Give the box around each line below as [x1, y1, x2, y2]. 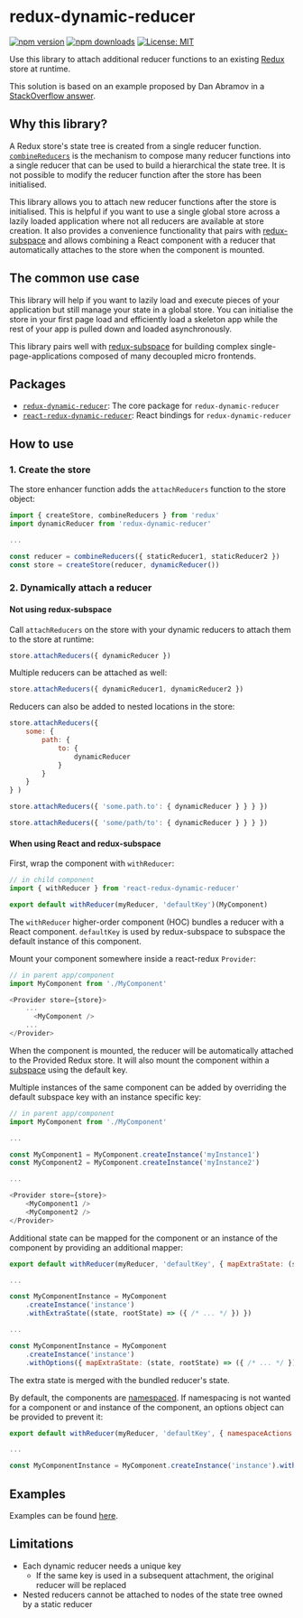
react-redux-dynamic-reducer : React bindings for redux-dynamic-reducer [22, 410, 291, 421]
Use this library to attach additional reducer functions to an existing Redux [9, 53, 285, 64]
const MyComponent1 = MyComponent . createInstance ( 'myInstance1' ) [9, 1149, 260, 1159]
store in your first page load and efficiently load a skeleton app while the [9, 313, 278, 324]
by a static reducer [22, 1598, 93, 1609]
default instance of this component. [9, 935, 142, 946]
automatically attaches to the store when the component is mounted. [9, 244, 265, 255]
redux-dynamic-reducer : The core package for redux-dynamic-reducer [22, 400, 280, 412]
